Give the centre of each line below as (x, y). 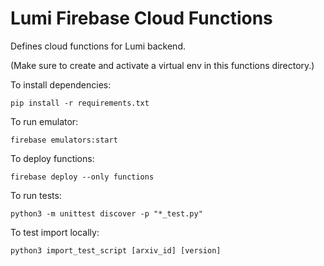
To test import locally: (55, 232)
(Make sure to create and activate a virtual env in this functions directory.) (162, 65)
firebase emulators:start (64, 140)
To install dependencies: (61, 84)
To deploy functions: (52, 158)
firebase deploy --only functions (82, 177)
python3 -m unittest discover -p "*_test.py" (106, 213)
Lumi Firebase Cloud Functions (141, 18)
